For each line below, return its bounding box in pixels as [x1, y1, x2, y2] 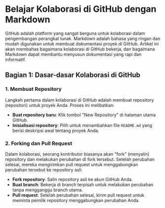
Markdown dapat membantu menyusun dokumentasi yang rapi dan [5, 51, 142, 57]
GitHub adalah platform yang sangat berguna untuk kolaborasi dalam [5, 30, 145, 36]
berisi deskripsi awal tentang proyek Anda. [12, 127, 100, 133]
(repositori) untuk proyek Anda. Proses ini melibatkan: [5, 102, 115, 108]
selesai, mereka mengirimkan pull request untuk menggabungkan [5, 162, 138, 167]
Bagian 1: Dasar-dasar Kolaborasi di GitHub [5, 71, 141, 80]
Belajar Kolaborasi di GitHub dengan [5, 3, 157, 15]
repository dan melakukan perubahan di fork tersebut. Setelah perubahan [5, 156, 155, 162]
